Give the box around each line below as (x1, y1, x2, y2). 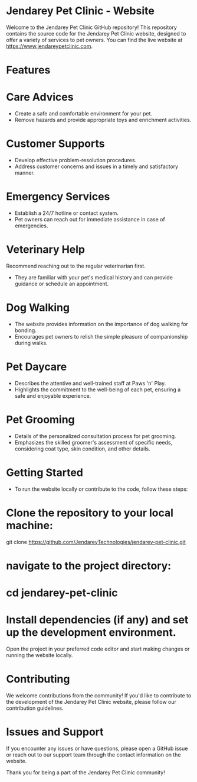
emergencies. (14, 222, 48, 229)
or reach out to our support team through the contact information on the (6, 751, 181, 758)
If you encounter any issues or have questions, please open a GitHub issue (6, 745, 188, 752)
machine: (6, 519, 53, 532)
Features (6, 63, 51, 77)
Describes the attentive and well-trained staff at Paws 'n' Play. (14, 379, 166, 387)
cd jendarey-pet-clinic (6, 586, 118, 599)
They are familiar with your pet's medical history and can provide (14, 273, 173, 281)
